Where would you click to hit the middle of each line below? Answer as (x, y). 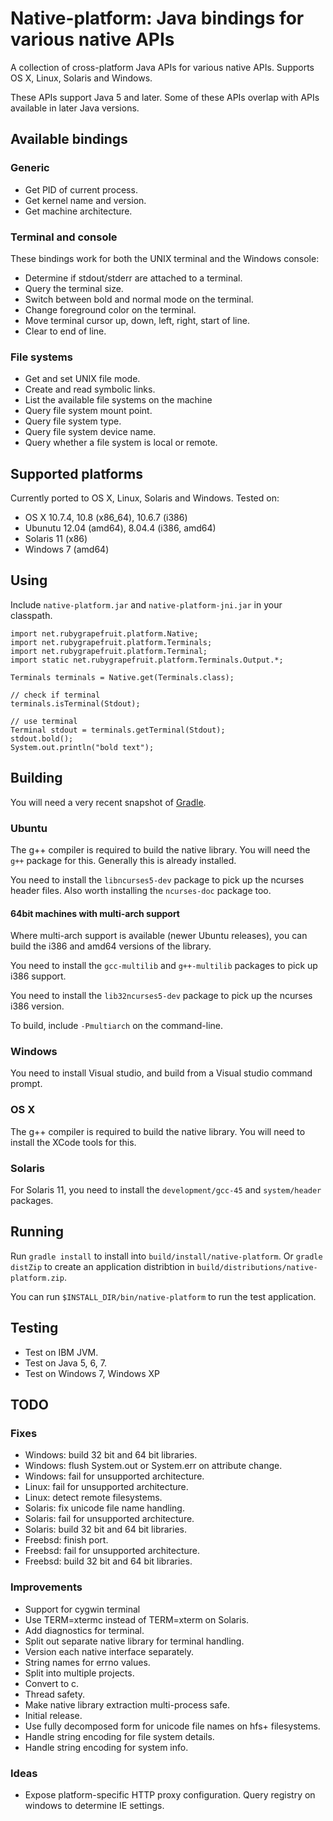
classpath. (31, 615)
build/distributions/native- (257, 1267)
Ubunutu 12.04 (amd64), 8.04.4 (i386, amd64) (120, 528)
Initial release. (53, 1715)
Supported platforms (76, 473)
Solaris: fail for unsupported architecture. (109, 1519)
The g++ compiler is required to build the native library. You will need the (160, 849)
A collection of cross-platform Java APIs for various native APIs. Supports (162, 67)
